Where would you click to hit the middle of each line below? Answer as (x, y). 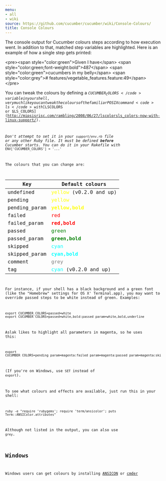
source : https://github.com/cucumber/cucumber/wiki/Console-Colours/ (78, 23)
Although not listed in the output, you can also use (62, 430)
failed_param (25, 223)
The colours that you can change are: (45, 165)
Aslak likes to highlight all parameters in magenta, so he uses (74, 332)
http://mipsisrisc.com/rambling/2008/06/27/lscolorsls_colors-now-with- (84, 116)
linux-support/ (21, 120)
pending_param (27, 208)
